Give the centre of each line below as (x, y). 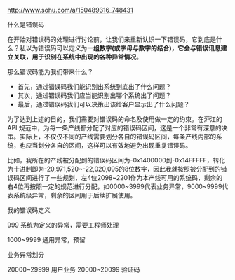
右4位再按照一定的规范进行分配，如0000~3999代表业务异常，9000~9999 (115, 186)
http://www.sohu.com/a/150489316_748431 (70, 10)
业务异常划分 (26, 254)
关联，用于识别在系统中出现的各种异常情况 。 (78, 57)
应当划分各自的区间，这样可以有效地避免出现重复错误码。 (108, 145)
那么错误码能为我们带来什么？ (50, 72)
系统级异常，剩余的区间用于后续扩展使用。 (75, 195)
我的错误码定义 (29, 210)
